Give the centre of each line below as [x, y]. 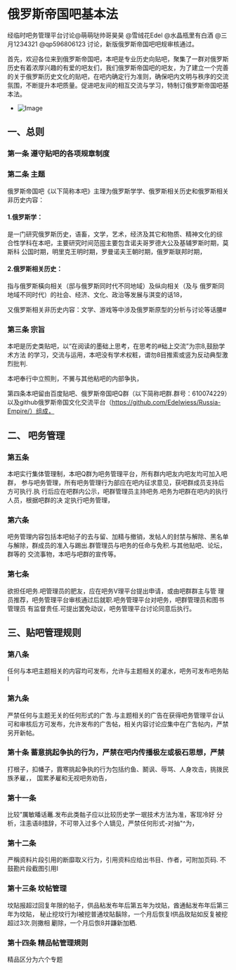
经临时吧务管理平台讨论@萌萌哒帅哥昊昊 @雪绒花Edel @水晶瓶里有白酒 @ [114, 35]
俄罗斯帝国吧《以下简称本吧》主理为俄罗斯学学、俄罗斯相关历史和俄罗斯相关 [118, 191]
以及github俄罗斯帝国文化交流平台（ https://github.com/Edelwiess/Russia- [114, 402]
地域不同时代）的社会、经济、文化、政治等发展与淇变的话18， [97, 294]
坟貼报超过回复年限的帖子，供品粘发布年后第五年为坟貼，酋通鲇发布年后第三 [118, 905]
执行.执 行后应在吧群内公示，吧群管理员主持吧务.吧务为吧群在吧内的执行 [124, 491]
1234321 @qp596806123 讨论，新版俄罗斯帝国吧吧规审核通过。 [106, 44]
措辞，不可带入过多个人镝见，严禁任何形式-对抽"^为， [120, 823]
